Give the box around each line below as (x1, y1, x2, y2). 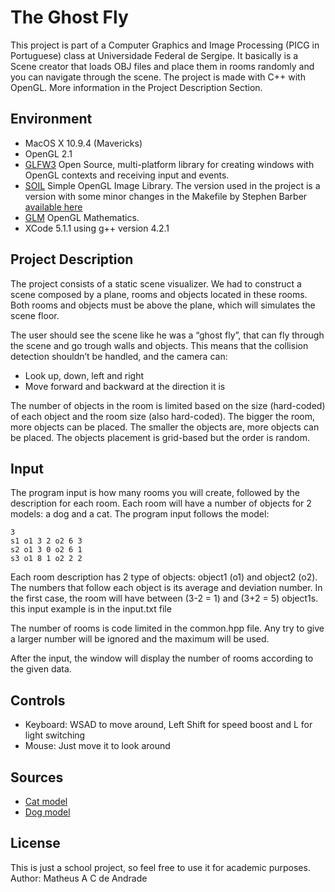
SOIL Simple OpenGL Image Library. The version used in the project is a (24, 179, 321, 191)
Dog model (24, 806, 71, 818)
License (10, 835, 61, 852)
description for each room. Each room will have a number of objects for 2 (10, 497, 312, 510)
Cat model (24, 796, 68, 807)
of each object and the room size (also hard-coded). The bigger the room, (10, 410, 316, 422)
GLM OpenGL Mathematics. (24, 211, 140, 223)
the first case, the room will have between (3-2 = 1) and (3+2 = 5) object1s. (10, 592, 319, 605)
